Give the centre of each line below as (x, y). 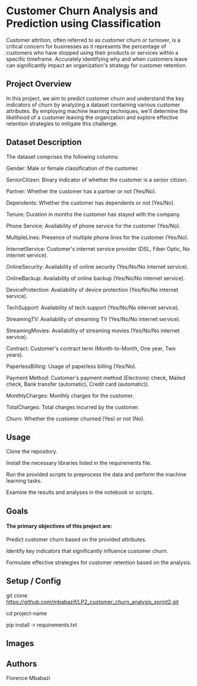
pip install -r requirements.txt (42, 625)
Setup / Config (34, 581)
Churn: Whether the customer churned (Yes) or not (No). (76, 418)
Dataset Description (44, 142)
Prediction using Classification (84, 23)
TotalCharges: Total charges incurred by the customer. (73, 407)
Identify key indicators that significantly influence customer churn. (87, 550)
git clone (17, 595)
